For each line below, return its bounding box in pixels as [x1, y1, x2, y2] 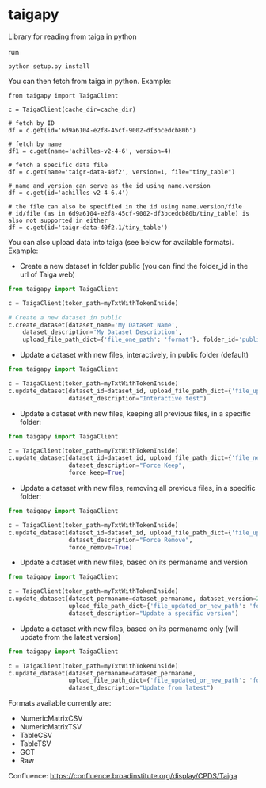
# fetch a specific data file [8, 161, 108, 169]
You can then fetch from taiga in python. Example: [8, 76, 172, 86]
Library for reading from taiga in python [8, 32, 137, 41]
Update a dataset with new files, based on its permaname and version [19, 557, 248, 568]
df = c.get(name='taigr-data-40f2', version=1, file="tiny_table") [8, 168, 236, 176]
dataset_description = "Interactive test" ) [68, 394, 207, 402]
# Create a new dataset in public [8, 313, 123, 322]
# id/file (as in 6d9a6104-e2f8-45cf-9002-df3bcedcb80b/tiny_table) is [8, 209, 249, 217]
